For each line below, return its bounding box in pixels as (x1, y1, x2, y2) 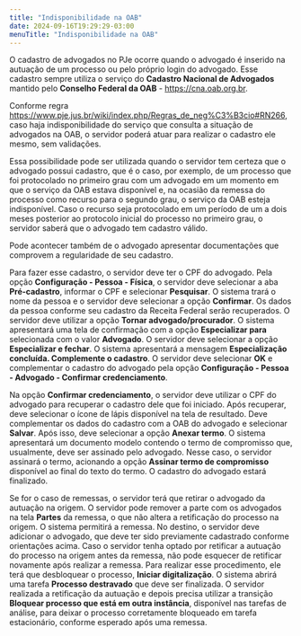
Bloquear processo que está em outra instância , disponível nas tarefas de (9, 598, 288, 609)
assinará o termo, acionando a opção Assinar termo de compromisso (9, 456, 270, 467)
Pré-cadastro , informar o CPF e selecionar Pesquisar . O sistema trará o (9, 287, 277, 297)
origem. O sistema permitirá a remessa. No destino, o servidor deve (9, 522, 261, 533)
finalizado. (9, 475, 49, 486)
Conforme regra (9, 101, 69, 111)
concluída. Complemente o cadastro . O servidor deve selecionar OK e (9, 353, 273, 364)
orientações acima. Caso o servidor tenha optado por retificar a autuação (9, 541, 281, 552)
